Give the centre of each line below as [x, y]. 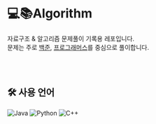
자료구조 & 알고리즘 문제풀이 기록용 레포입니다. [71, 39]
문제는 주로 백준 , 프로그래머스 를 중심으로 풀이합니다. [78, 47]
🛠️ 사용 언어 [31, 93]
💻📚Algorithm [50, 14]
